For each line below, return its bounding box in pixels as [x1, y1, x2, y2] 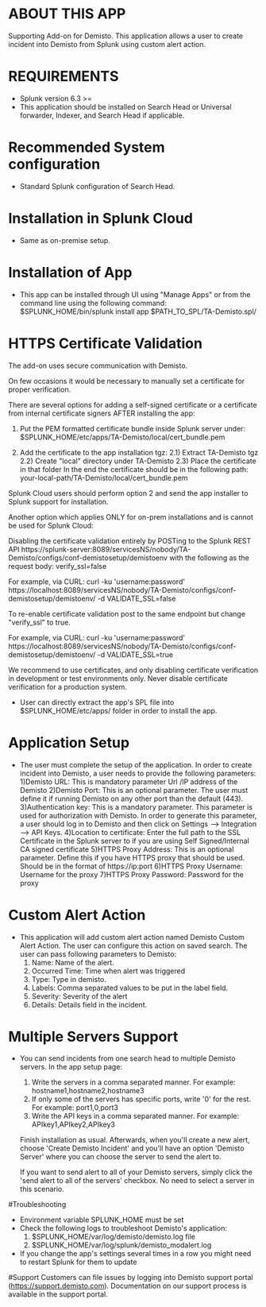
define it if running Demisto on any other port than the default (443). [19, 794, 244, 803]
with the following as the [169, 553, 250, 563]
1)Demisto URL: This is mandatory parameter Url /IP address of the [19, 776, 238, 787]
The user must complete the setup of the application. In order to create [19, 760, 253, 769]
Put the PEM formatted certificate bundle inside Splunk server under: [19, 423, 246, 433]
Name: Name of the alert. [31, 957, 115, 967]
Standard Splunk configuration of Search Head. [19, 181, 175, 191]
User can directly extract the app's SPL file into [19, 697, 175, 707]
